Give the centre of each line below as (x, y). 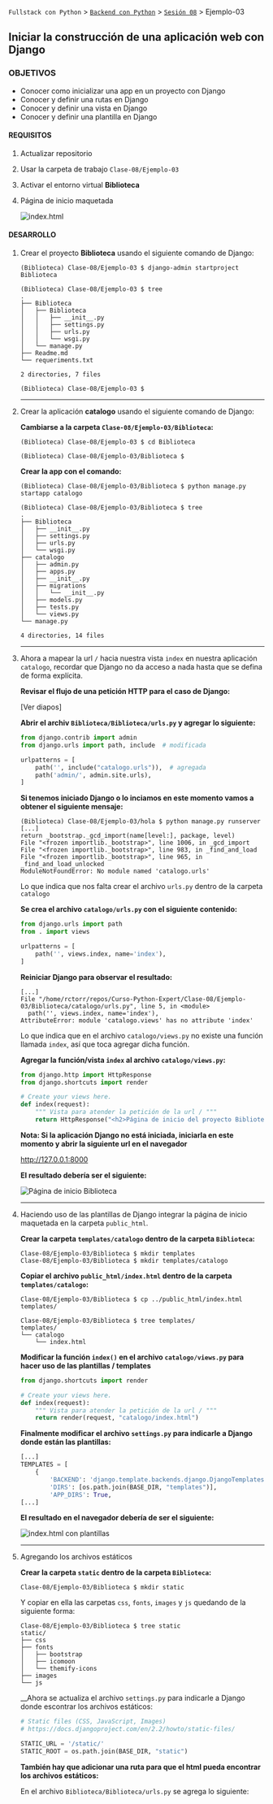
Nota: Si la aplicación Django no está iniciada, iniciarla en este (127, 1135)
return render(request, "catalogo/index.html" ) (117, 1418)
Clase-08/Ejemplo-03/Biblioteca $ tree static (100, 1626)
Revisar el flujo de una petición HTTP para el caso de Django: (125, 692)
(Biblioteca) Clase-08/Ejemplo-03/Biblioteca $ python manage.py (133, 487)
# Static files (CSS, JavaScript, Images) (93, 1722)
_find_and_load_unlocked (62, 865)
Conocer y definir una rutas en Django (84, 99)
